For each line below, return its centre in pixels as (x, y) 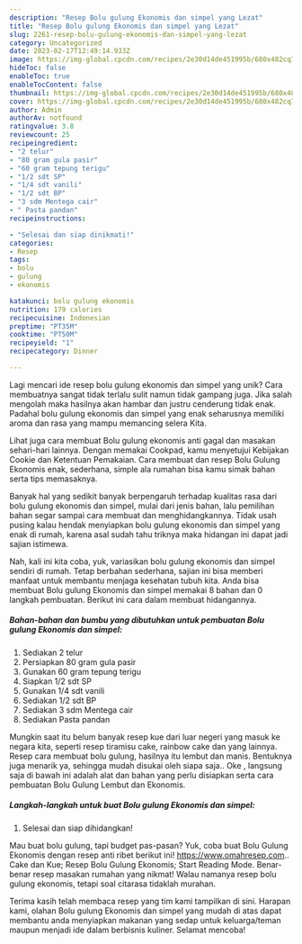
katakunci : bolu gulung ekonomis (72, 301)
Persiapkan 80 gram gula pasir (79, 661)
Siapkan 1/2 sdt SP (57, 681)
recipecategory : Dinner (54, 352)
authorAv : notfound (46, 118)
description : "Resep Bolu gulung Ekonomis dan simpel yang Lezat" (136, 18)
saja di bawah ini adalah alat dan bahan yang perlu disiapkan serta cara (142, 775)
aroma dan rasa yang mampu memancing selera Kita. (108, 423)
